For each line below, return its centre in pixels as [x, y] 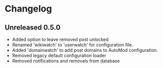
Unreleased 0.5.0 [33, 27]
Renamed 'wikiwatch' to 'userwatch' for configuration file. [72, 45]
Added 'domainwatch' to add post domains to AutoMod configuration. [85, 50]
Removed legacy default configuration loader [59, 55]
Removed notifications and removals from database [66, 61]
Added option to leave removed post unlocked [60, 39]
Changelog [28, 9]
